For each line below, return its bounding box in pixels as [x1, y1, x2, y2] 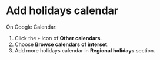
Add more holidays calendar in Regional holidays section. [14, 47, 155, 54]
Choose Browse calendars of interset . [14, 41, 109, 48]
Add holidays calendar [6, 4, 119, 17]
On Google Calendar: [6, 23, 57, 30]
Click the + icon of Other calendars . [14, 34, 102, 41]
